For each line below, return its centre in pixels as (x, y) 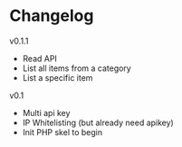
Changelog (52, 16)
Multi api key (46, 113)
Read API (39, 58)
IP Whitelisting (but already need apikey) (98, 122)
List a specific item (57, 77)
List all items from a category (77, 68)
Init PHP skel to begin (62, 132)
